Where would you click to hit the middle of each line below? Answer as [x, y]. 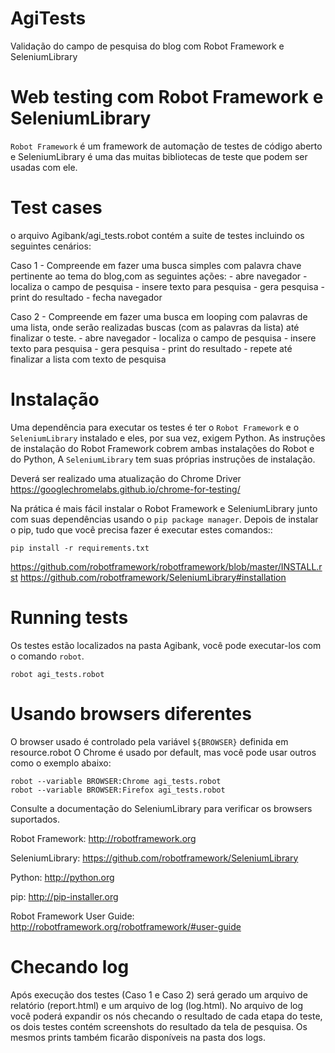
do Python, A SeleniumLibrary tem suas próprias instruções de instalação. [163, 459]
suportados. [35, 819]
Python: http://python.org [62, 877]
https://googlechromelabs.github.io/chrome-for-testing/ [125, 489]
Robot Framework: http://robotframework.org [103, 838]
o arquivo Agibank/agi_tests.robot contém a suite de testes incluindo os [157, 235]
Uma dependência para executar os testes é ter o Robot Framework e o [155, 427]
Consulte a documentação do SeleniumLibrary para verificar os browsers [161, 808]
